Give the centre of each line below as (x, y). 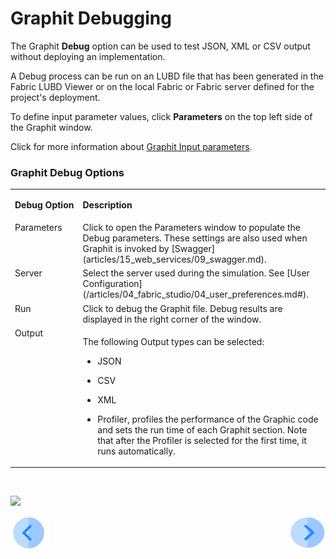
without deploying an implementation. (88, 56)
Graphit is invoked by (126, 249)
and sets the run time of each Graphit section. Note (202, 429)
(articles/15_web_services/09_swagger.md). (174, 259)
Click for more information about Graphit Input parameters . (131, 146)
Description (107, 204)
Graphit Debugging (91, 18)
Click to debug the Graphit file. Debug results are (182, 308)
